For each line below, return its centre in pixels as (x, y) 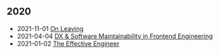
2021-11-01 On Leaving (50, 28)
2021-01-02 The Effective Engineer (68, 43)
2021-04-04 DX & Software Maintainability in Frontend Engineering (115, 36)
